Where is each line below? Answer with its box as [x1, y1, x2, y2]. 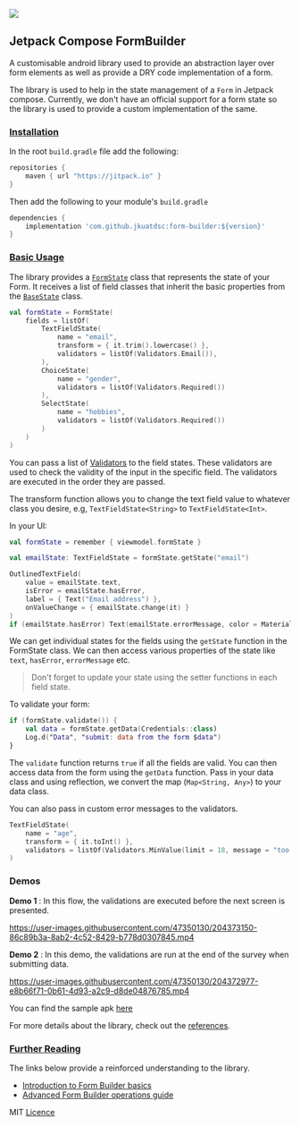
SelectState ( [41, 399, 90, 409]
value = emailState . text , [25, 578, 122, 588]
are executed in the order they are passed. [9, 476, 166, 487]
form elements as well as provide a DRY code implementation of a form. [9, 67, 274, 78]
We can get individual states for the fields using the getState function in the [9, 636, 287, 647]
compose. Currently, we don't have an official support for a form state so [9, 94, 278, 105]
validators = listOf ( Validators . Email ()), [56, 350, 218, 359]
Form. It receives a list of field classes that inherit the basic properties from [9, 281, 286, 292]
